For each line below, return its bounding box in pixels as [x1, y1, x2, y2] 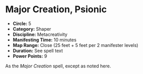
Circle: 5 [12, 20, 32, 27]
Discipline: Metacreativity [12, 31, 68, 37]
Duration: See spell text [12, 47, 63, 54]
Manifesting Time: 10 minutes [12, 37, 77, 43]
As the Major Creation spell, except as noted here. [5, 63, 111, 69]
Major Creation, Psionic [5, 4, 107, 15]
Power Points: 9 [12, 53, 47, 59]
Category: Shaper [12, 26, 52, 32]
